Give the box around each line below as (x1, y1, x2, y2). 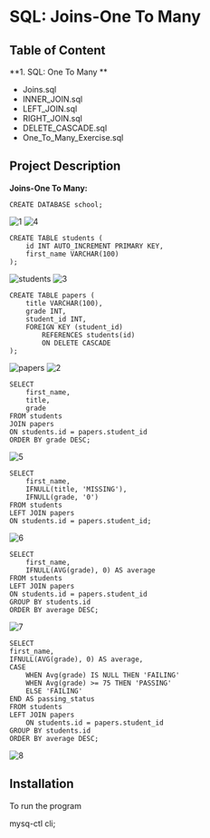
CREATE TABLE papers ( (9, 290, 95, 300)
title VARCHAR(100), (25, 298, 103, 307)
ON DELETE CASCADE (42, 338, 111, 347)
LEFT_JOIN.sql (22, 103, 78, 114)
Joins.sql (22, 84, 57, 94)
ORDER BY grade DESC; (9, 435, 91, 444)
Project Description (9, 159, 121, 174)
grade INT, (25, 307, 67, 316)
